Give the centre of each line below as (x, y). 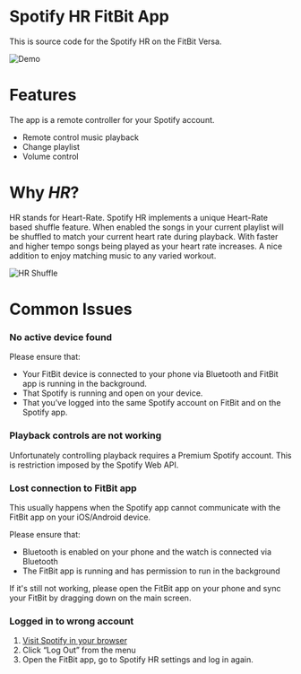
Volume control (50, 156)
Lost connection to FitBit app (73, 488)
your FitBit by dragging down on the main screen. (100, 598)
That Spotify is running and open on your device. (112, 393)
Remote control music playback (81, 137)
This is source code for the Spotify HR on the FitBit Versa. (116, 41)
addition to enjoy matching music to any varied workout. (113, 255)
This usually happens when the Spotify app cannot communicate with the (145, 507)
